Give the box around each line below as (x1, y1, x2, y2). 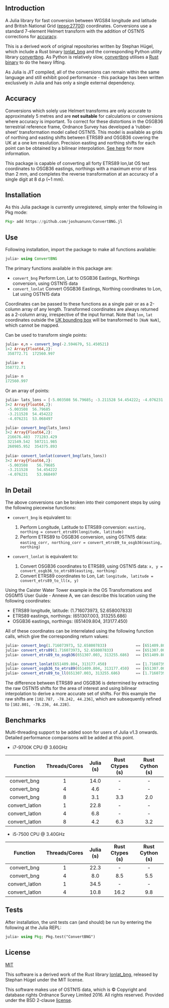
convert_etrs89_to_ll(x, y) (20, 578, 79, 583)
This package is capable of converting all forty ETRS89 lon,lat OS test (5, 160, 150, 166)
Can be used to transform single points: (5, 332, 87, 338)
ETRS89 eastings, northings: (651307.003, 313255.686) (12, 612, 127, 618)
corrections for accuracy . (5, 33, 58, 39)
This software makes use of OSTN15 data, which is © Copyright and (5, 986, 147, 992)
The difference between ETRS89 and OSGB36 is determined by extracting (5, 680, 159, 686)
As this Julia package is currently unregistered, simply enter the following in (5, 204, 162, 210)
